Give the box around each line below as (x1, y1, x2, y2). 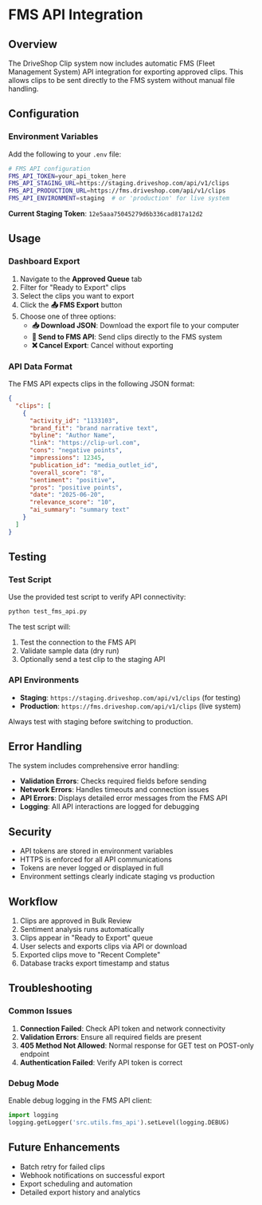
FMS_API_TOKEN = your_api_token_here (8, 172, 127, 180)
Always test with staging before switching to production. (8, 716, 194, 726)
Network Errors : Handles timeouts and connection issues (19, 785, 209, 795)
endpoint (19, 1048, 50, 1059)
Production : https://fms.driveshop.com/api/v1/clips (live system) (19, 701, 241, 711)
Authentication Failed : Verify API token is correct (19, 1057, 183, 1067)
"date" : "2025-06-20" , (29, 491, 105, 499)
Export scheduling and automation (19, 1179, 133, 1188)
